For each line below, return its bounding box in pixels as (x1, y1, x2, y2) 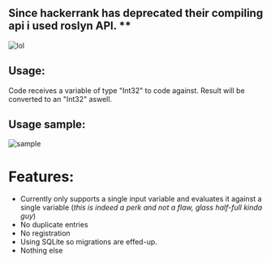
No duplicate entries (19, 220, 88, 230)
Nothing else (19, 246, 63, 256)
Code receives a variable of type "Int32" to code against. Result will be (8, 85, 245, 95)
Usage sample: (8, 117, 86, 132)
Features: (8, 168, 75, 185)
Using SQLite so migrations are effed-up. (19, 237, 158, 247)
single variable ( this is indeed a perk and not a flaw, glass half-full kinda (19, 202, 263, 213)
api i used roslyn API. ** (8, 19, 131, 33)
